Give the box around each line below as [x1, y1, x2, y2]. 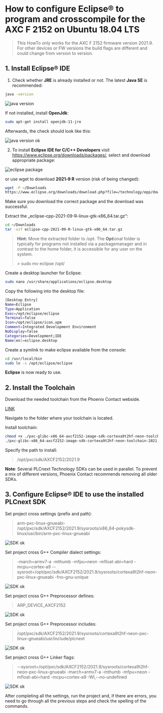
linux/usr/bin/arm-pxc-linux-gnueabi [16, 530, 90, 536]
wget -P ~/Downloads [5, 185, 47, 190]
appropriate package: [12, 157, 55, 163]
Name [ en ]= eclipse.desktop [5, 338, 57, 343]
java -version [5, 92, 34, 96]
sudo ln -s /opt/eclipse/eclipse [5, 361, 73, 365]
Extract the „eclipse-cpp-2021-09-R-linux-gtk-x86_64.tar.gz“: [5, 213, 129, 219]
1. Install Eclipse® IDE [5, 64, 70, 73]
